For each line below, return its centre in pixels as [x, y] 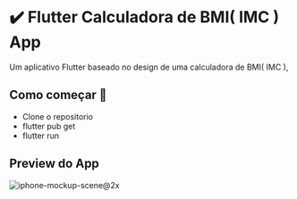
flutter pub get [49, 126]
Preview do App [55, 164]
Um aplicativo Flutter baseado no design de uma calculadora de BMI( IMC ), [149, 67]
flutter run [41, 136]
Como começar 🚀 [58, 95]
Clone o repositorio [58, 116]
